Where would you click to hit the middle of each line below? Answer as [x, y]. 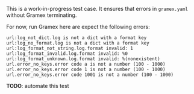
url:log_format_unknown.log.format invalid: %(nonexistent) [83, 59]
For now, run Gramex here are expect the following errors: [78, 27]
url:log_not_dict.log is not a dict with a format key [77, 38]
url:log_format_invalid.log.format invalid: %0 [67, 54]
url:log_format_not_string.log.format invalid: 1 [70, 48]
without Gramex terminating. [42, 15]
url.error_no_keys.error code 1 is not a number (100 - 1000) [86, 69]
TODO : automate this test [38, 86]
